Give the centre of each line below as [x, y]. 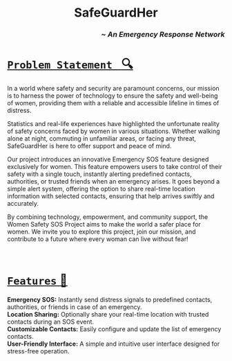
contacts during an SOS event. [51, 322]
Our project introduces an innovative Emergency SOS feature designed [108, 159]
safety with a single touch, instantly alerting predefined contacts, [99, 174]
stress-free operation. [38, 351]
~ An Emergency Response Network [163, 35]
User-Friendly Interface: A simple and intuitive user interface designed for [113, 344]
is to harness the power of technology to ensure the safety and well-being [113, 96]
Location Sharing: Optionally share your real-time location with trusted [108, 314]
